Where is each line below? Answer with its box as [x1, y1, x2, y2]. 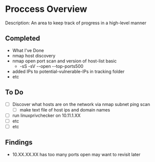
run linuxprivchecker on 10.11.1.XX [12, 112, 81, 118]
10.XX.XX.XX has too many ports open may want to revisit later [12, 151, 141, 157]
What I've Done [12, 47, 44, 53]
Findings [5, 138, 33, 147]
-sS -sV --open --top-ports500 [19, 63, 84, 69]
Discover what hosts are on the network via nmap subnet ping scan [12, 101, 150, 107]
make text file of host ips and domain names [19, 107, 110, 112]
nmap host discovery [12, 53, 55, 58]
